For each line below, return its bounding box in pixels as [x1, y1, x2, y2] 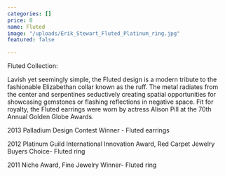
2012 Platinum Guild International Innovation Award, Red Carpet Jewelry [7, 140, 215, 148]
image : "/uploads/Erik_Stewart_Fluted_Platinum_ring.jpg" [7, 29, 180, 37]
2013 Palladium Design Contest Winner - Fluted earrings [7, 126, 170, 135]
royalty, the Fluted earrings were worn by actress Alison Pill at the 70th [7, 105, 212, 114]
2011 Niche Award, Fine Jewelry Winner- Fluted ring [7, 161, 157, 169]
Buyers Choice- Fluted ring [7, 147, 86, 156]
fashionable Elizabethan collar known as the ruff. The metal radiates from [7, 83, 219, 91]
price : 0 [7, 17, 33, 24]
